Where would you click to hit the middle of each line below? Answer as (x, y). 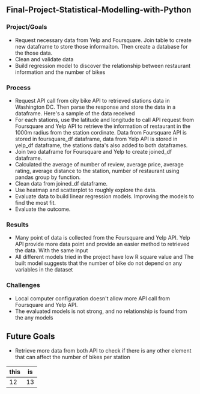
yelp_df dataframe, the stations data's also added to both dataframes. (101, 145)
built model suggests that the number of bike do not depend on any (98, 263)
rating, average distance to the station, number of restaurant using (97, 171)
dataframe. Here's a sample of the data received (75, 113)
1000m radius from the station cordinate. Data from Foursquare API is (101, 132)
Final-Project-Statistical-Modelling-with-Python (99, 10)
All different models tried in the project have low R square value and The (104, 257)
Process (19, 88)
